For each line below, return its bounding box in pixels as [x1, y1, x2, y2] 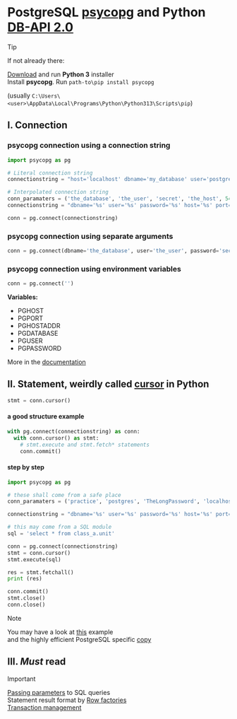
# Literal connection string [7, 169, 93, 177]
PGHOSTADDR [17, 322, 61, 330]
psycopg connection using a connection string [7, 141, 171, 151]
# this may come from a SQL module [7, 524, 112, 531]
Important [7, 674, 36, 683]
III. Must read [7, 655, 66, 668]
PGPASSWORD [17, 344, 62, 353]
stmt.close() [7, 595, 46, 602]
